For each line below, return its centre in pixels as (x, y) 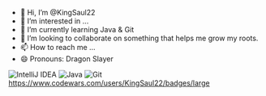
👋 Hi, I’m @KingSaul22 (58, 13)
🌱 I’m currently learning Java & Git (77, 29)
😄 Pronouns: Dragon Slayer (66, 59)
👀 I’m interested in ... (54, 21)
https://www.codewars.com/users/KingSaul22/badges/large (109, 83)
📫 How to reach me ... (58, 47)
